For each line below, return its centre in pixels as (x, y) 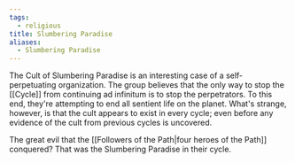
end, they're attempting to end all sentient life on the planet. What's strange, (148, 104)
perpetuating (33, 85)
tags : (19, 17)
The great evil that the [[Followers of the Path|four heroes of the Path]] (138, 140)
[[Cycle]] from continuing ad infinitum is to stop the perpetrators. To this (141, 95)
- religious (39, 26)
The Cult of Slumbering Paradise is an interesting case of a (116, 75)
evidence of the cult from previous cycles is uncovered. (111, 123)
